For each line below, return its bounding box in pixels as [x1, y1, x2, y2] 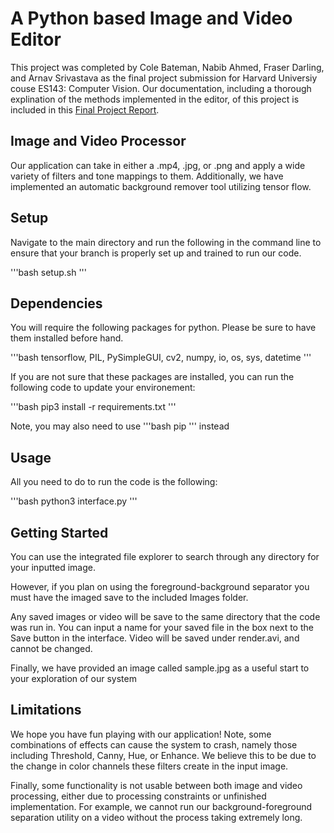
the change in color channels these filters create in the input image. [10, 760, 289, 772]
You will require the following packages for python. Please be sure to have [10, 322, 317, 334]
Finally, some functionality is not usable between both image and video [10, 779, 303, 791]
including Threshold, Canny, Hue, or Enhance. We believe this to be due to [10, 749, 317, 761]
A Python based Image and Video [10, 7, 293, 30]
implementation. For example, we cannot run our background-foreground [10, 800, 313, 812]
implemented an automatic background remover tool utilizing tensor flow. [10, 180, 312, 192]
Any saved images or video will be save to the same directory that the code [10, 611, 321, 622]
